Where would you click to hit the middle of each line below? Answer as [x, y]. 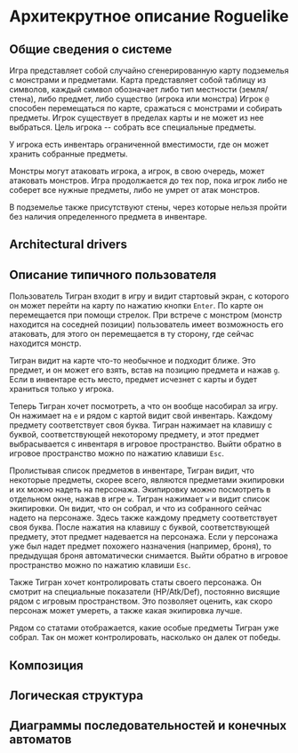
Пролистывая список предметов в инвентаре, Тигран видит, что [132, 471]
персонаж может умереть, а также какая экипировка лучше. [126, 611]
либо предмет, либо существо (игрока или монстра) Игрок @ [153, 99]
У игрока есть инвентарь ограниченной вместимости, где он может [139, 144]
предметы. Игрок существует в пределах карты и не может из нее [137, 118]
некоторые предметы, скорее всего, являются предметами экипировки [147, 480]
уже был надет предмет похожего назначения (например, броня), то [141, 546]
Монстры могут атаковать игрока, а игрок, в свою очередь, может [137, 171]
